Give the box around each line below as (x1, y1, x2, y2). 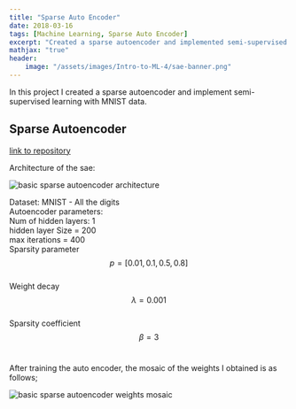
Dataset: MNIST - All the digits (9, 197, 120, 207)
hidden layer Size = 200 (9, 225, 97, 235)
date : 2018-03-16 (9, 21, 74, 30)
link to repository (9, 145, 71, 156)
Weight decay (9, 281, 60, 291)
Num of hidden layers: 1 (9, 215, 96, 226)
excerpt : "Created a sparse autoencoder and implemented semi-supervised (9, 37, 288, 47)
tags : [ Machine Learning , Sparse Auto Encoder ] (9, 29, 189, 38)
